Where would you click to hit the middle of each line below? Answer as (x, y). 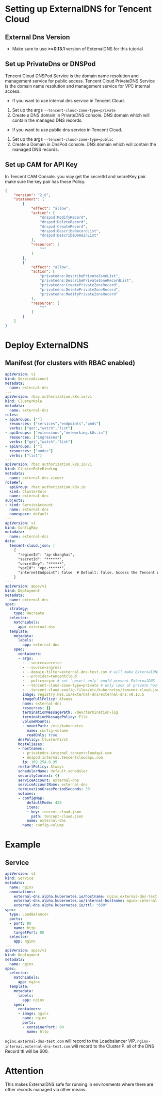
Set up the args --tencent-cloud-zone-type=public (63, 139)
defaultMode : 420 (44, 802)
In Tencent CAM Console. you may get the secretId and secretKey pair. (76, 176)
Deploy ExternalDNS (47, 345)
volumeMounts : (37, 721)
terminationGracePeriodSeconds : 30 (54, 789)
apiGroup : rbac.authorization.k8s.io (48, 487)
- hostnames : (31, 749)
